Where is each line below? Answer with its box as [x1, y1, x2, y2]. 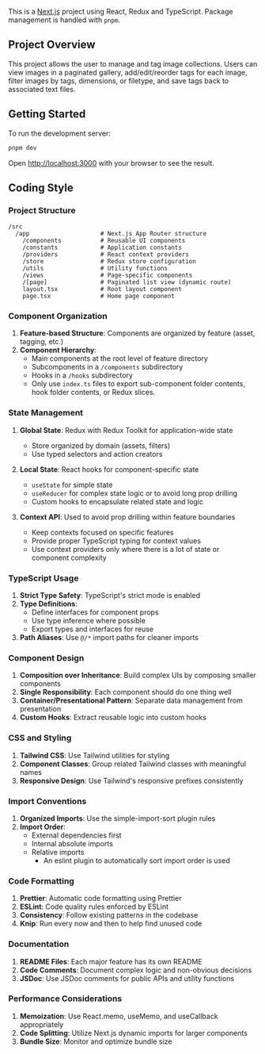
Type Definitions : [19, 599, 78, 609]
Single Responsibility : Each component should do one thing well [19, 688, 232, 697]
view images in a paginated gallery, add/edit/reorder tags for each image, [8, 67, 248, 77]
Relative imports [31, 847, 85, 857]
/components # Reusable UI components [22, 237, 186, 245]
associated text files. [8, 84, 76, 94]
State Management [8, 408, 84, 419]
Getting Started [8, 107, 86, 121]
